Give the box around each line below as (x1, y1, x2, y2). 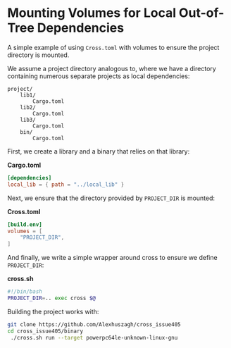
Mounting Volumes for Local (7, 5, 176, 21)
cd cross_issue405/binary (7, 328, 83, 335)
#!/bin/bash (7, 288, 42, 295)
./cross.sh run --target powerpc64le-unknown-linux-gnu (10, 334, 178, 341)
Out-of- (178, 5, 225, 21)
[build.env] (7, 220, 42, 228)
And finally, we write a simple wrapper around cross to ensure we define (7, 254, 218, 262)
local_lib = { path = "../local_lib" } (7, 181, 125, 188)
